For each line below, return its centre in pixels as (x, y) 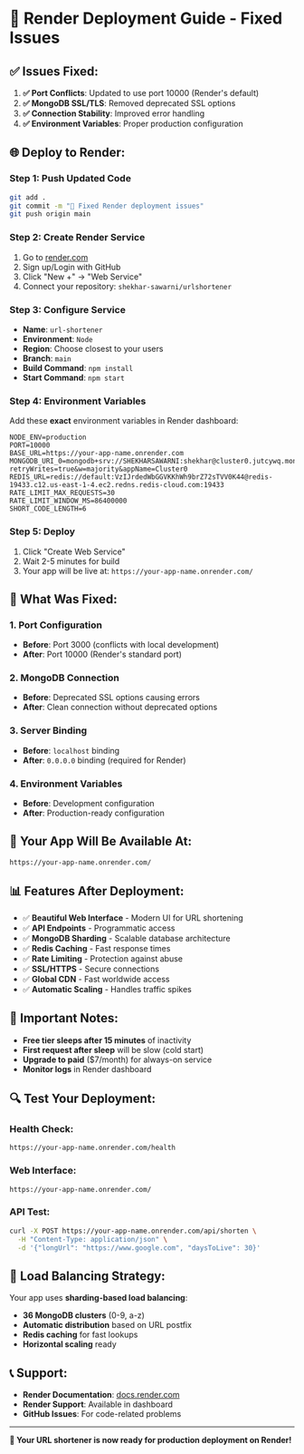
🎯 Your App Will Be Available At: (101, 841)
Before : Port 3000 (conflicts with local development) (121, 645)
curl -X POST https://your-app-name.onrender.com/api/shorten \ (133, 1231)
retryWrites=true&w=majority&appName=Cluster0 (99, 469)
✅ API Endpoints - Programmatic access (99, 928)
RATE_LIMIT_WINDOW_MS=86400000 (68, 501)
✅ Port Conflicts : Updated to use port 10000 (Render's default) (141, 93)
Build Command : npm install (78, 367)
